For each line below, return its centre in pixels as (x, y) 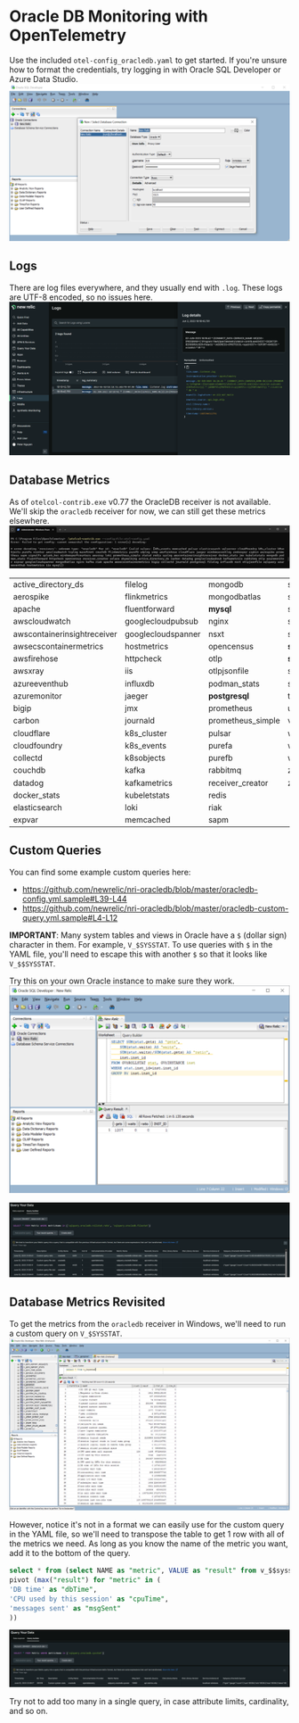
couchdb (29, 770)
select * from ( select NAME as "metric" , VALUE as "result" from (133, 1571)
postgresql (229, 696)
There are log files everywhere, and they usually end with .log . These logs (146, 287)
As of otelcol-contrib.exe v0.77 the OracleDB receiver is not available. (140, 501)
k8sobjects (145, 758)
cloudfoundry (38, 745)
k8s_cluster (145, 733)
